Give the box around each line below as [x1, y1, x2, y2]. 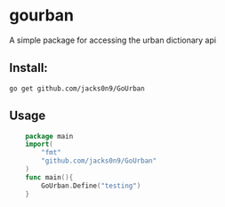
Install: [9, 60, 49, 76]
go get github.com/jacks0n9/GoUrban [9, 84, 145, 93]
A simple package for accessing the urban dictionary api [9, 35, 216, 45]
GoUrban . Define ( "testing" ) [41, 181, 141, 190]
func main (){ [25, 172, 74, 182]
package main [25, 131, 74, 140]
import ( [25, 139, 53, 149]
